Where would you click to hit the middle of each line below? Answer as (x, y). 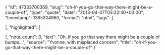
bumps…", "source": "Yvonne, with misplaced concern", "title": (69, 42)
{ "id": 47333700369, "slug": (35, 7)
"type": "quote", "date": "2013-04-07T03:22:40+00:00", (87, 12)
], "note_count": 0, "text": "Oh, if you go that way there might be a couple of (82, 37)
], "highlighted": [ (23, 27)
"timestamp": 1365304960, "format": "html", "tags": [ (59, 18)
